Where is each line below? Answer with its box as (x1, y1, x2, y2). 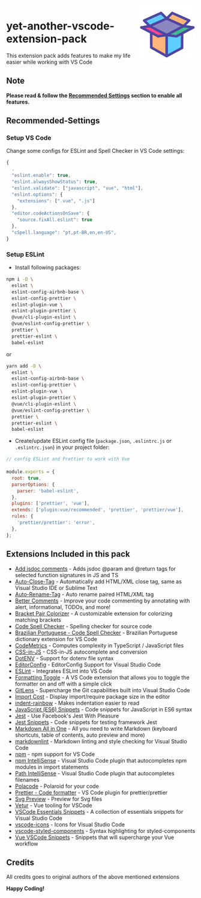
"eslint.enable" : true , (11, 173, 71, 179)
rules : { (11, 513, 34, 519)
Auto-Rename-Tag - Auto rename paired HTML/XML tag (14, 590, 154, 598)
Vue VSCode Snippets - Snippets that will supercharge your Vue (14, 834, 175, 841)
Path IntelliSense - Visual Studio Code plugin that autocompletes (14, 769, 175, 777)
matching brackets (14, 616, 61, 624)
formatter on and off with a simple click (14, 680, 112, 687)
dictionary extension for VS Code (14, 635, 97, 642)
